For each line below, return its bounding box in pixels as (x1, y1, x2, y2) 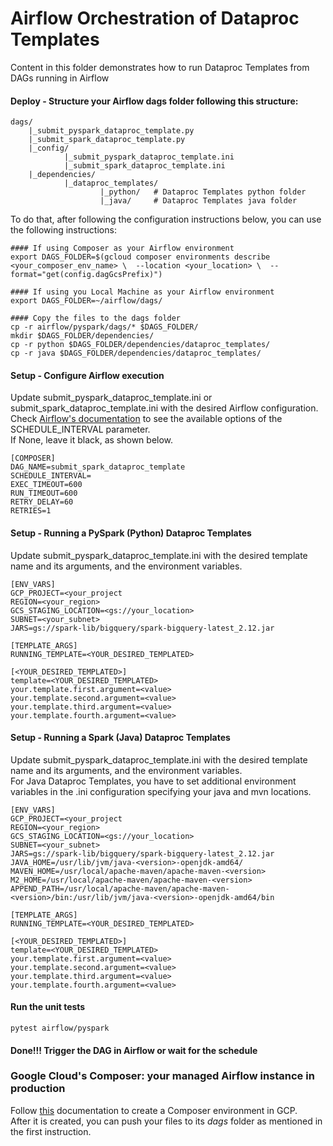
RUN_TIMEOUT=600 (10, 488, 78, 499)
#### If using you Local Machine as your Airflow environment (10, 287, 275, 297)
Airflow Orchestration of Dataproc (10, 7, 300, 30)
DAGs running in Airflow (10, 72, 110, 84)
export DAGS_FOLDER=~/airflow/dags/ (10, 296, 163, 306)
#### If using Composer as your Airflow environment (10, 243, 235, 254)
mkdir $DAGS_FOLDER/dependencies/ (10, 331, 155, 341)
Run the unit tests (10, 1001, 86, 1013)
